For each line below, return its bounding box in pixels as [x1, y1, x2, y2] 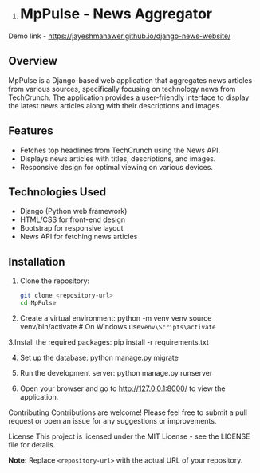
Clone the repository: [19, 276, 90, 286]
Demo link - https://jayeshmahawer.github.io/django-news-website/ [8, 31, 231, 41]
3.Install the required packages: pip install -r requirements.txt [8, 337, 210, 347]
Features [8, 124, 53, 138]
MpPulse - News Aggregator [19, 5, 213, 23]
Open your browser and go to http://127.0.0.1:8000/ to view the [19, 384, 226, 393]
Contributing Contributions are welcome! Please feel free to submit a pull [8, 408, 248, 417]
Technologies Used [8, 185, 106, 199]
